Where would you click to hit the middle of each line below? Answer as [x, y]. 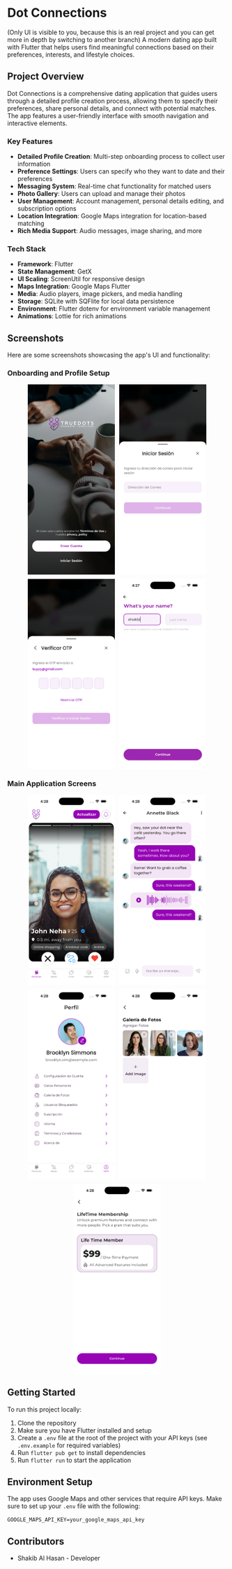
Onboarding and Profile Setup [59, 374]
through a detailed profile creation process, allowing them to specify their [113, 101]
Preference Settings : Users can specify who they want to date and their [121, 171]
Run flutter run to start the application [74, 1460]
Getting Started [41, 1392]
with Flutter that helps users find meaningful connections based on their [111, 47]
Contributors [36, 1541]
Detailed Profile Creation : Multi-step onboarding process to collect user [121, 157]
